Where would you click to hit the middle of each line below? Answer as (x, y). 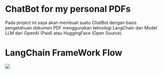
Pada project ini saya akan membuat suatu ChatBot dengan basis (71, 23)
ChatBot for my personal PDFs (68, 9)
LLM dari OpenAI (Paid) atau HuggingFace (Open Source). (64, 33)
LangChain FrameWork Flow (64, 53)
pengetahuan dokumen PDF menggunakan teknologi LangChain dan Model (81, 27)
